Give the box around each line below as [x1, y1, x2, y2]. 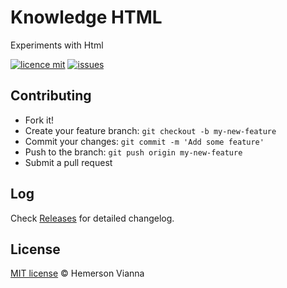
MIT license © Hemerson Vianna [10, 267, 145, 280]
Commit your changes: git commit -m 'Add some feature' [24, 135, 265, 147]
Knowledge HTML [10, 6, 163, 29]
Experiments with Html [10, 39, 104, 51]
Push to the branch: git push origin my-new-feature [24, 146, 243, 158]
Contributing [10, 87, 92, 105]
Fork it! [24, 114, 55, 126]
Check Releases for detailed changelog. [10, 212, 175, 224]
